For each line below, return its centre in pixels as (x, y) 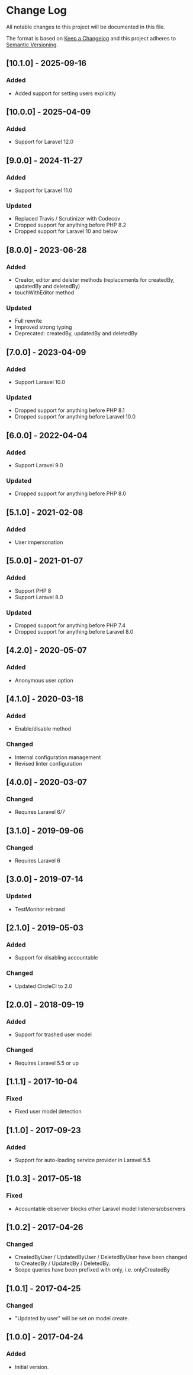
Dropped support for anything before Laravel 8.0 (74, 631)
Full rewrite (28, 321)
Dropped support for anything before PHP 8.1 (70, 410)
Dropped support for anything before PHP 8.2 (70, 225)
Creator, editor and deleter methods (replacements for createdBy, (94, 279)
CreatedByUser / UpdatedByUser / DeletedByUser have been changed (101, 1257)
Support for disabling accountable (56, 958)
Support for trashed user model (53, 1034)
